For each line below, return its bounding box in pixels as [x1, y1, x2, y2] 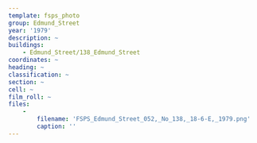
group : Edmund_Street [8, 19, 80, 27]
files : [8, 100, 30, 108]
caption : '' [37, 122, 77, 130]
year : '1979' [8, 26, 52, 34]
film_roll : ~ [8, 93, 52, 101]
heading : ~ [8, 64, 45, 71]
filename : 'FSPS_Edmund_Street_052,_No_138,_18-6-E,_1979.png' [37, 115, 251, 123]
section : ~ [8, 78, 45, 86]
